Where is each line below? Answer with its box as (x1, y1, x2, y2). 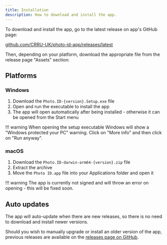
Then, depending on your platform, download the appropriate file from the (5, 51, 160, 57)
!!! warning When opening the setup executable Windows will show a (5, 124, 149, 130)
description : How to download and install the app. (5, 12, 117, 17)
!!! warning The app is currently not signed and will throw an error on (5, 180, 149, 186)
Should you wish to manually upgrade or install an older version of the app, (5, 229, 162, 235)
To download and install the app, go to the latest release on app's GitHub (5, 26, 158, 32)
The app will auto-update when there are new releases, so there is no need (5, 213, 162, 220)
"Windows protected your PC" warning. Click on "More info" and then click (5, 130, 162, 136)
